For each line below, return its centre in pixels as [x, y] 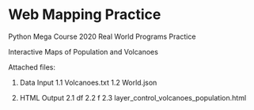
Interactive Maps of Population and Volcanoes [83, 51]
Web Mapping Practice [85, 15]
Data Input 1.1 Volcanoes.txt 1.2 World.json [88, 82]
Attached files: [32, 67]
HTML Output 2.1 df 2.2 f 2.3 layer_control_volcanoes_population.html [133, 97]
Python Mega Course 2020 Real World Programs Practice [102, 36]
